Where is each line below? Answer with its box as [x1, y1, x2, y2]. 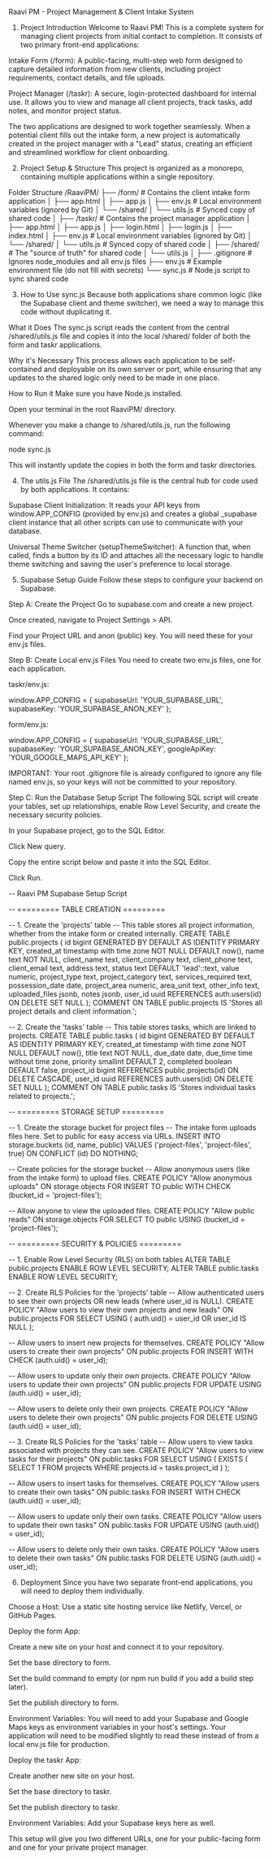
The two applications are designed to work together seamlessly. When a [8, 122, 250, 131]
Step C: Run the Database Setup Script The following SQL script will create [8, 793, 258, 802]
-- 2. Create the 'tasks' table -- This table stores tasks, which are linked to [8, 1023, 257, 1032]
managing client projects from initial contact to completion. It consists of [19, 32, 262, 41]
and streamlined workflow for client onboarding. [8, 148, 170, 157]
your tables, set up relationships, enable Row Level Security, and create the [8, 802, 261, 811]
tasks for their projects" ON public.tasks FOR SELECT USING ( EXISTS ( [8, 1454, 248, 1464]
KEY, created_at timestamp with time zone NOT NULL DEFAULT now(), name [8, 946, 265, 955]
